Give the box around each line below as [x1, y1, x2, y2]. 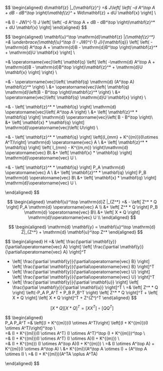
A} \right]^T [62, 249, 86, 255]
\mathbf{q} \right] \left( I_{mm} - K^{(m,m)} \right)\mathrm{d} [5, 145, 128, 150]
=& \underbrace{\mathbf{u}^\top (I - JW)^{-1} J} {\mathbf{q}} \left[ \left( [5, 39, 150, 45]
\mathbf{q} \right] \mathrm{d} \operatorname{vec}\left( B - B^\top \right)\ [5, 114, 153, 120]
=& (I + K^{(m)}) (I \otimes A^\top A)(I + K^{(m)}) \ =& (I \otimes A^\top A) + [5, 340, 155, 347]
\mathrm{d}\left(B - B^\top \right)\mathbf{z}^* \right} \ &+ [5, 89, 121, 95]
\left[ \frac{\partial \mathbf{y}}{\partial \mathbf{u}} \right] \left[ [12, 279, 139, 285]
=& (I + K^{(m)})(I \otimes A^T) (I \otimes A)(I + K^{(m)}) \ [5, 335, 120, 341]
